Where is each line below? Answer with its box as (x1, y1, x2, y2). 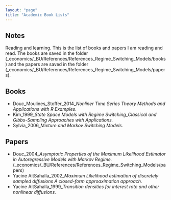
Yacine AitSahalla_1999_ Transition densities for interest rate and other (12, 183, 159, 190)
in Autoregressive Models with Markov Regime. (12, 156, 112, 162)
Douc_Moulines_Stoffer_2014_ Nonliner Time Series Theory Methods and (12, 101, 166, 107)
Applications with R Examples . (12, 106, 77, 112)
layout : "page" (5, 7, 38, 13)
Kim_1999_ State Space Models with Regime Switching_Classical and (12, 111, 157, 118)
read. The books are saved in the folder (5, 50, 88, 56)
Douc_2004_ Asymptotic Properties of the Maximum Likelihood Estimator (12, 151, 166, 157)
